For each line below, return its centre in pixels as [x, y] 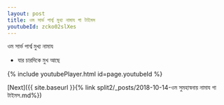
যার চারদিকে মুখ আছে [39, 60]
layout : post [26, 14]
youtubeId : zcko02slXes [42, 26]
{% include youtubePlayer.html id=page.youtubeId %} [85, 74]
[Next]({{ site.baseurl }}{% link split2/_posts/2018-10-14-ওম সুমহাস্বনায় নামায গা [112, 88]
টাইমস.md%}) [24, 95]
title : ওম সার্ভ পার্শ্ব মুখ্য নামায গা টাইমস [51, 20]
